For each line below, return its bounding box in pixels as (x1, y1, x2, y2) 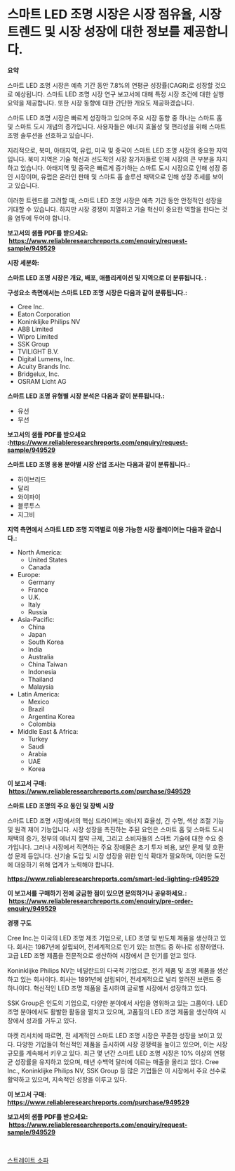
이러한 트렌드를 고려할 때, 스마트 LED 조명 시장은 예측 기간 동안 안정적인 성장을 (7, 196, 222, 205)
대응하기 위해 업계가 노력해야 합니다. (14, 860, 114, 869)
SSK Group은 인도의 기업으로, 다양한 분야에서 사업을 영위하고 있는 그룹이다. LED (7, 999, 228, 1007)
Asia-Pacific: (17, 615, 55, 623)
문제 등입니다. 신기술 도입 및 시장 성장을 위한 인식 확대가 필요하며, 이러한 (14, 851, 213, 860)
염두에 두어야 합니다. (14, 214, 72, 222)
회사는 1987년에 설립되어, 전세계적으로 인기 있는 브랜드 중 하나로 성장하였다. (16, 943, 224, 951)
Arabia (27, 749, 48, 758)
